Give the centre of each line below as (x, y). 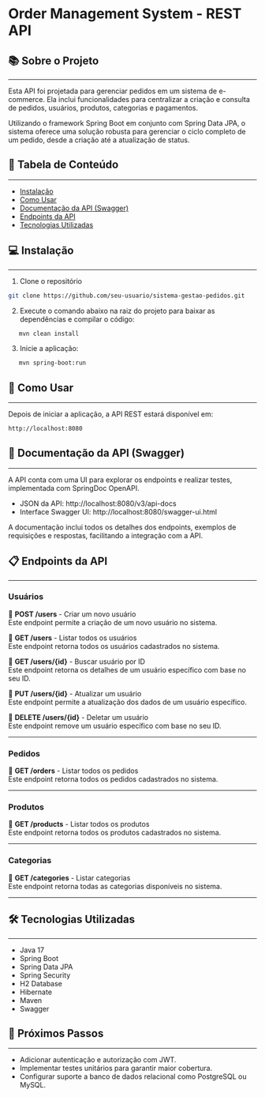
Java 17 (32, 950)
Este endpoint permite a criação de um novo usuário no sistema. (113, 622)
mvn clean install (49, 334)
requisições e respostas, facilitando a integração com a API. (106, 535)
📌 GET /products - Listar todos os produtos (79, 824)
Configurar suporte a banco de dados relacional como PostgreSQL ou (133, 1076)
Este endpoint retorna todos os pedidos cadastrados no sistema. (113, 779)
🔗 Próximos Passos (56, 1033)
